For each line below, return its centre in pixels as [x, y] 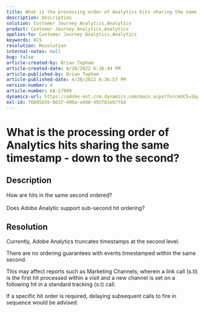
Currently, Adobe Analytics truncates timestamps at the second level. [93, 242]
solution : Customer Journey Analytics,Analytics [69, 23]
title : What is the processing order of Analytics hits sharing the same [102, 12]
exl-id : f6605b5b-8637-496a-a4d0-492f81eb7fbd [66, 102]
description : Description [39, 18]
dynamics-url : [24, 97]
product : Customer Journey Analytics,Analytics [68, 29]
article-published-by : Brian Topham [53, 74]
